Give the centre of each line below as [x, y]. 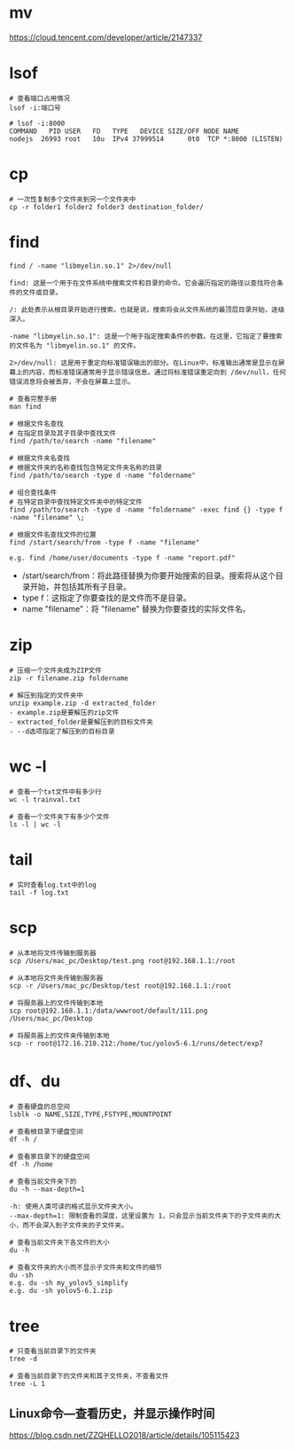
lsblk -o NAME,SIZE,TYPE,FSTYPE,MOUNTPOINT [91, 1115]
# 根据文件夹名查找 [40, 458]
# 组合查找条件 [33, 492]
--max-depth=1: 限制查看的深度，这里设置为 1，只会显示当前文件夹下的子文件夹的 [142, 1216]
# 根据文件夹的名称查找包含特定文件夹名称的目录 [85, 467]
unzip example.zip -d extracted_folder [83, 703]
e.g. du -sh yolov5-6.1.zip [61, 1291]
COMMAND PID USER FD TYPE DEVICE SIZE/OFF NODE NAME [124, 131]
